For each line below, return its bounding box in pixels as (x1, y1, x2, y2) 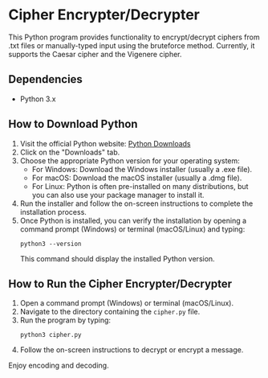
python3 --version (19, 240, 82, 248)
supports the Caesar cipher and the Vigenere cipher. (8, 49, 182, 59)
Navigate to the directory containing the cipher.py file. (19, 307, 201, 317)
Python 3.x (19, 94, 56, 104)
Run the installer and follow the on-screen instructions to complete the (19, 199, 254, 208)
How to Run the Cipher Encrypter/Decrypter (8, 277, 233, 290)
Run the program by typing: (19, 315, 111, 325)
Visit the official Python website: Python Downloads (19, 138, 191, 148)
